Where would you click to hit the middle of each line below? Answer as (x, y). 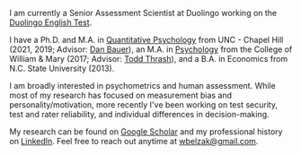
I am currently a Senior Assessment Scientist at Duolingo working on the (143, 13)
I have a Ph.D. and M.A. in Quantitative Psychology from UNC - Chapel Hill (146, 40)
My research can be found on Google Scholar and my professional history (146, 132)
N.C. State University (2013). (62, 68)
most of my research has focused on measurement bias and (120, 95)
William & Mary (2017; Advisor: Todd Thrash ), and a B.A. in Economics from (149, 59)
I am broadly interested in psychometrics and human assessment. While (142, 86)
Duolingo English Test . (51, 22)
